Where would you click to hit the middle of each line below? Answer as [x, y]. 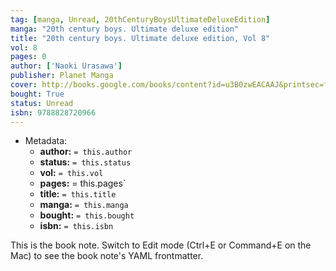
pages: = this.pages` [83, 183]
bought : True [37, 94]
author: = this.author [86, 152]
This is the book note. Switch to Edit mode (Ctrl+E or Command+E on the [161, 245]
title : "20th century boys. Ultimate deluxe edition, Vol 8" [140, 38]
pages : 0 [28, 57]
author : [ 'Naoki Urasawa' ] [66, 66]
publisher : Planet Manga [62, 76]
